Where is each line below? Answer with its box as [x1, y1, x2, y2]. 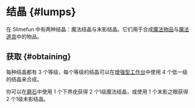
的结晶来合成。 [6, 75, 42, 82]
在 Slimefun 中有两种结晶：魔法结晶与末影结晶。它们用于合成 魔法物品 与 [6, 26, 179, 33]
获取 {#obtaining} [6, 52, 71, 62]
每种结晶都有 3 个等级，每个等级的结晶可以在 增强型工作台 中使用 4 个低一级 [6, 68, 188, 75]
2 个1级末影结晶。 [6, 95, 49, 102]
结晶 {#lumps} [6, 5, 76, 19]
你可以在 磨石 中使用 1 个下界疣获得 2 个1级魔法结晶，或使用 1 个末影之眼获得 [6, 88, 189, 95]
